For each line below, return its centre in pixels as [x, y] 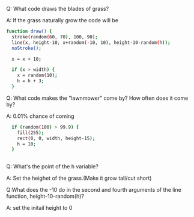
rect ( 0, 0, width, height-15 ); [56, 138]
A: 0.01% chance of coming [40, 116]
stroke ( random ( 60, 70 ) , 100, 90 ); [55, 37]
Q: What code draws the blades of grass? [58, 9]
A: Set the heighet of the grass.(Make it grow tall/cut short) [79, 178]
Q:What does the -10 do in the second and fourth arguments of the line [94, 190]
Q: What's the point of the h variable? [53, 167]
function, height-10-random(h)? [45, 196]
